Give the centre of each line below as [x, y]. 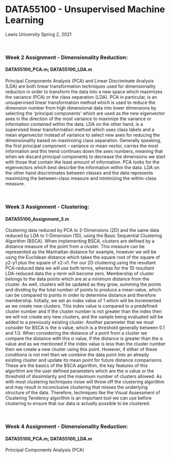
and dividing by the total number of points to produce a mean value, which [83, 290]
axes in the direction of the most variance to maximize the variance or [78, 119]
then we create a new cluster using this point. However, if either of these [81, 349]
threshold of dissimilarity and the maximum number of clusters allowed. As [83, 376]
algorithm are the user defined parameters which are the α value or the [80, 371]
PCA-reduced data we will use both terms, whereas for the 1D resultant [80, 268]
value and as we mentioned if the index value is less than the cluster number [85, 344]
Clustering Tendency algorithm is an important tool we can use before [78, 398]
